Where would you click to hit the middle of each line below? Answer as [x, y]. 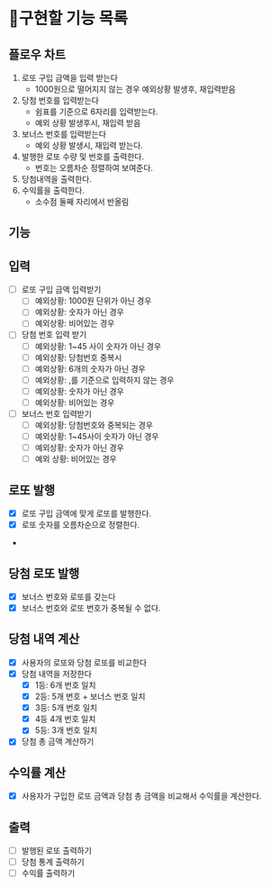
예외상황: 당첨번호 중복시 [78, 358]
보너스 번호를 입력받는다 [64, 134]
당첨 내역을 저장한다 [56, 674]
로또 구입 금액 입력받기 [61, 290]
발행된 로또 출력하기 [56, 851]
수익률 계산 [37, 772]
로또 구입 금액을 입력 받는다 [70, 78]
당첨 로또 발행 [44, 573]
